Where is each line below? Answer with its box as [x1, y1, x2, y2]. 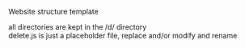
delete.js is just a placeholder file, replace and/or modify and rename [8, 31, 238, 40]
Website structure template [8, 7, 99, 16]
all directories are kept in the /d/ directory [8, 22, 147, 31]
